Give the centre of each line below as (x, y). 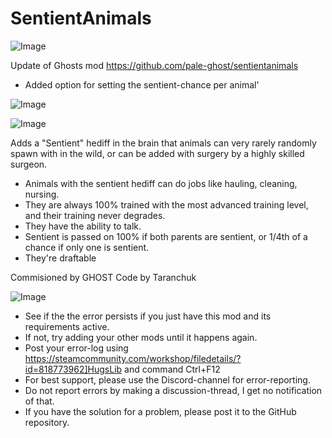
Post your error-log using (76, 348)
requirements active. (67, 326)
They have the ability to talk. (83, 226)
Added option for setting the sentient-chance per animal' (142, 84)
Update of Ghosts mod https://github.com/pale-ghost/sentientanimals (154, 65)
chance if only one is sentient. (87, 247)
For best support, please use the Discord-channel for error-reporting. (167, 379)
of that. (39, 401)
